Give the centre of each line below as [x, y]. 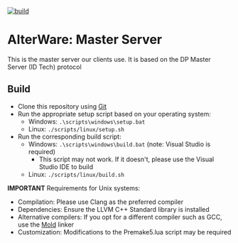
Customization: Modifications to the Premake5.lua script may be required [124, 232]
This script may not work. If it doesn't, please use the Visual [126, 159]
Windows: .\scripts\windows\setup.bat [87, 121]
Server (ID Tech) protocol [44, 67]
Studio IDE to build [66, 166]
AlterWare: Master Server [85, 40]
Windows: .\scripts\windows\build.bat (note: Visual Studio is [119, 144]
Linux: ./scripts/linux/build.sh [76, 174]
